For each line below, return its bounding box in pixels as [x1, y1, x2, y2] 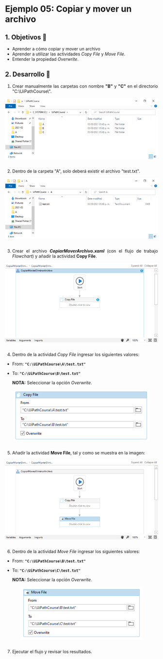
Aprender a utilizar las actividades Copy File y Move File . [12, 51, 126, 57]
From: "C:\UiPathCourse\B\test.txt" [12, 558, 86, 564]
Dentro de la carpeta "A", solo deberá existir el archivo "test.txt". [12, 168, 141, 174]
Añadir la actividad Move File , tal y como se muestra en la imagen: [12, 450, 146, 456]
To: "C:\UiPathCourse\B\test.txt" [12, 371, 81, 376]
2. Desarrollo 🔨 [5, 70, 50, 79]
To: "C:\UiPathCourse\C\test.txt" [12, 567, 81, 573]
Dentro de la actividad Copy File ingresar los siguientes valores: [12, 352, 140, 357]
